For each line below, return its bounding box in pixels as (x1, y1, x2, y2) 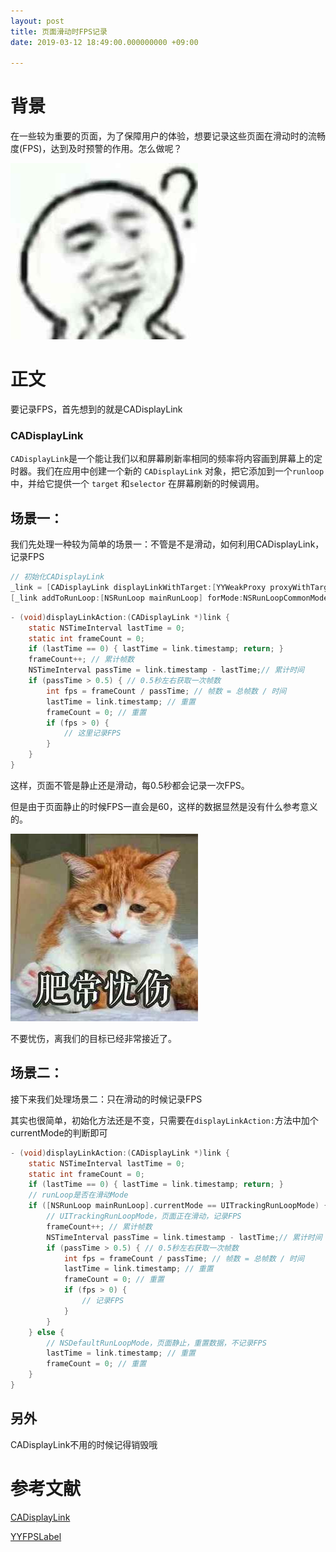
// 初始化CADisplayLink (10, 572, 105, 582)
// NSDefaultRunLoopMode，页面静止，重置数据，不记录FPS (46, 1338, 267, 1348)
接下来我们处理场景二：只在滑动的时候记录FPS (10, 1093, 203, 1105)
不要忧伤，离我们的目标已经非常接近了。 (10, 1032, 177, 1044)
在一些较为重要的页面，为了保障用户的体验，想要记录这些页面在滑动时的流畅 (10, 130, 326, 142)
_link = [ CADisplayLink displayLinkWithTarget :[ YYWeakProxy (10, 583, 267, 593)
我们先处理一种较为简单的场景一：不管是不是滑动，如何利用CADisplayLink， (10, 538, 325, 550)
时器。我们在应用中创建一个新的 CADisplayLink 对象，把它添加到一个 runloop (10, 465, 325, 477)
